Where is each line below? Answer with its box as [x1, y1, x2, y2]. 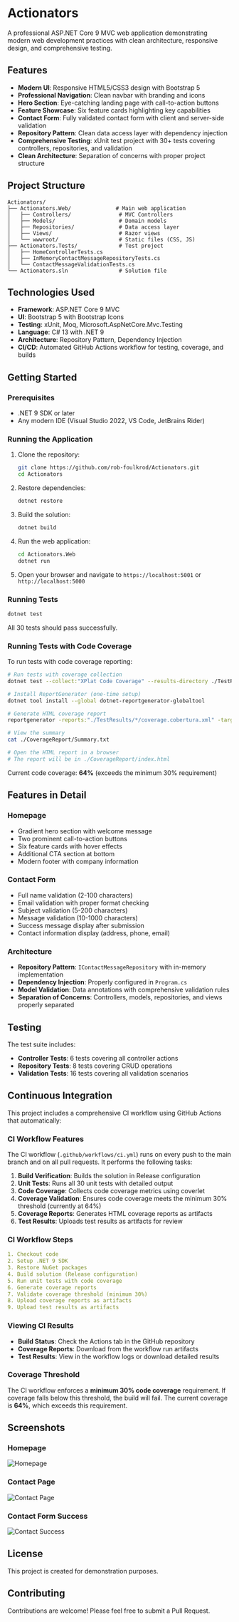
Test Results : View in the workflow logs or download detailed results [17, 1352, 220, 1361]
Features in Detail [7, 789, 87, 801]
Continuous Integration [7, 1090, 112, 1102]
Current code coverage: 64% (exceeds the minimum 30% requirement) [7, 768, 218, 777]
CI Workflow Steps [7, 1234, 73, 1244]
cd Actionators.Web [17, 551, 76, 558]
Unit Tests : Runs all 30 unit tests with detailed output [17, 1179, 174, 1187]
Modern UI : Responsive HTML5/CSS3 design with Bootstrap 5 [17, 83, 201, 92]
